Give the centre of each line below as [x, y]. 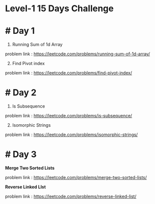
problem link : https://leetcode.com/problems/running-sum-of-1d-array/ [78, 54]
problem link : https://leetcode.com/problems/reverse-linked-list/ [71, 196]
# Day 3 [21, 154]
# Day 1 [20, 31]
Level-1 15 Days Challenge [59, 9]
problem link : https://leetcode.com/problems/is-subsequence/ [69, 116]
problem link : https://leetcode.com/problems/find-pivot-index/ [69, 73]
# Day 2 [21, 93]
